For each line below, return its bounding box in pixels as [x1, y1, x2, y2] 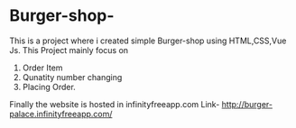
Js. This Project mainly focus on [9, 44, 129, 55]
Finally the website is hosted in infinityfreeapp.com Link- [9, 98, 220, 109]
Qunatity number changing [22, 71, 123, 82]
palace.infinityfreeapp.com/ [9, 108, 113, 119]
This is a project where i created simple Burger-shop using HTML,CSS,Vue [9, 35, 287, 46]
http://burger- [221, 98, 273, 109]
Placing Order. [22, 81, 77, 92]
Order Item [22, 62, 63, 73]
